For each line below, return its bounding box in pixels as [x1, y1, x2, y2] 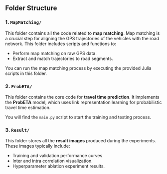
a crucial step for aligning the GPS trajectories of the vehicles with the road [5, 35, 160, 41]
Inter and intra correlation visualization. [12, 158, 93, 164]
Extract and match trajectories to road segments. [12, 56, 113, 61]
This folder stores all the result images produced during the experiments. [5, 138, 156, 144]
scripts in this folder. [5, 70, 47, 76]
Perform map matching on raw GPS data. [12, 50, 97, 56]
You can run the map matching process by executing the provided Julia [5, 65, 152, 71]
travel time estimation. [5, 104, 51, 111]
